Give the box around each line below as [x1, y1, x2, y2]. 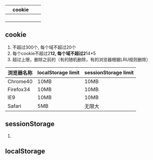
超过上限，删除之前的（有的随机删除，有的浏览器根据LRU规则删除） [12, 56, 151, 62]
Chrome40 [7, 78, 33, 85]
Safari [7, 103, 21, 109]
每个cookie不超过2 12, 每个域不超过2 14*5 [12, 50, 96, 56]
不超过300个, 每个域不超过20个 [12, 44, 76, 50]
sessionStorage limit [84, 69, 134, 76]
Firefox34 [7, 86, 31, 93]
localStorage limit [37, 69, 80, 76]
